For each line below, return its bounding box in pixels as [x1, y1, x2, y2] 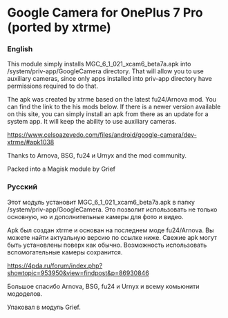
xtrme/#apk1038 [7, 138, 55, 147]
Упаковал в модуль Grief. [7, 303, 81, 311]
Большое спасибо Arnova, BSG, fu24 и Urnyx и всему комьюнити [7, 282, 200, 290]
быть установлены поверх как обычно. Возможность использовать [7, 241, 207, 249]
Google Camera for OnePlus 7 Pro [7, 5, 203, 21]
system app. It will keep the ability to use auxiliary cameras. [7, 118, 177, 126]
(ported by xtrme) [7, 19, 112, 35]
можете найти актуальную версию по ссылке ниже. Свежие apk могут [7, 233, 218, 241]
